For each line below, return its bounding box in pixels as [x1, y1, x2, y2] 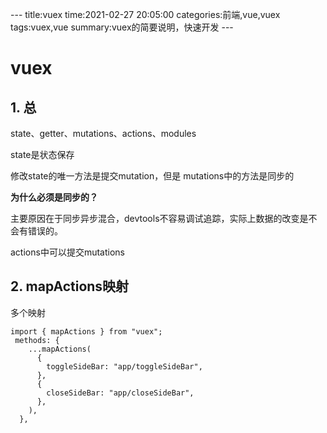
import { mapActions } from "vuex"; [10, 326, 163, 337]
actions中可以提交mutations [10, 246, 125, 258]
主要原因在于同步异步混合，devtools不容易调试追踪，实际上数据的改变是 [10, 213, 309, 224]
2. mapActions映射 [10, 278, 130, 295]
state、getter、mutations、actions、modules [10, 128, 197, 139]
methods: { [14, 335, 60, 345]
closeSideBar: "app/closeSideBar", [46, 388, 195, 398]
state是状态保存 [10, 149, 75, 160]
